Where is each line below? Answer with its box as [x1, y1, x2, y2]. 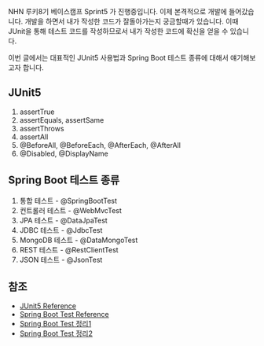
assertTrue [19, 107, 55, 116]
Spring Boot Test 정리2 [19, 329, 93, 338]
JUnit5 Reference [19, 301, 77, 311]
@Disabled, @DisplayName [19, 149, 108, 158]
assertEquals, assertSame [19, 115, 104, 124]
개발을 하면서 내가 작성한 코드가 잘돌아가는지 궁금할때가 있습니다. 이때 [24, 17, 239, 26]
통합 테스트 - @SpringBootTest [19, 196, 118, 205]
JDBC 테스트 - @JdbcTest [19, 225, 103, 234]
